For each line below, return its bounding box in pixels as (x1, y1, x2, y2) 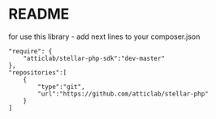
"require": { (8, 47, 53, 55)
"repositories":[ (8, 68, 67, 77)
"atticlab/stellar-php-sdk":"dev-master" (23, 54, 165, 62)
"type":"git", (37, 83, 85, 91)
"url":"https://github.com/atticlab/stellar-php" (37, 90, 209, 98)
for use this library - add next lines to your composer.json (8, 32, 201, 41)
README (8, 5, 70, 23)
